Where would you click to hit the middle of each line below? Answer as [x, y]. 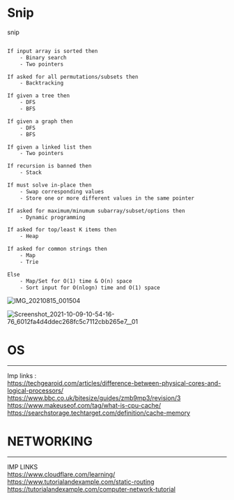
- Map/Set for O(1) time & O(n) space [76, 281]
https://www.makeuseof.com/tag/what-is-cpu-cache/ [84, 406]
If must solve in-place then [49, 185]
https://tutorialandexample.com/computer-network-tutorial [92, 490]
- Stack [31, 172]
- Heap [29, 236]
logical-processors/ [36, 391]
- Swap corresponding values [62, 191]
